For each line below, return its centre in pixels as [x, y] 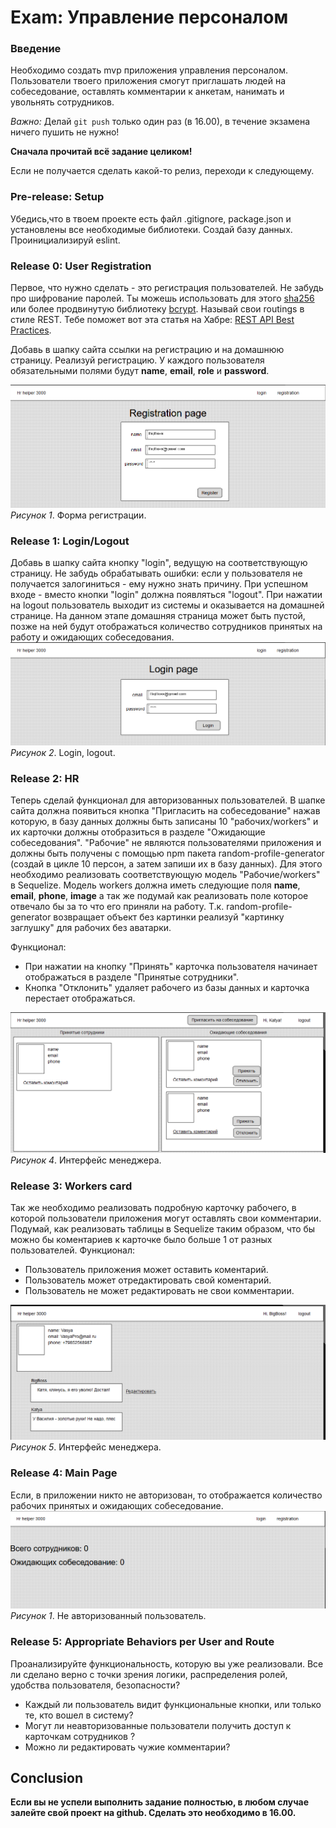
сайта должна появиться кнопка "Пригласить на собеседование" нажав [165, 811]
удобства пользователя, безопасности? [95, 1685]
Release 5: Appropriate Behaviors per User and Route [142, 1642]
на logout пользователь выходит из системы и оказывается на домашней [167, 605]
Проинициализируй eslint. [65, 240]
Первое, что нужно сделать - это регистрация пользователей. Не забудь [167, 288]
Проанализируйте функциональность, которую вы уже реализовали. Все [167, 1663]
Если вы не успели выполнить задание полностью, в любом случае [160, 1802]
